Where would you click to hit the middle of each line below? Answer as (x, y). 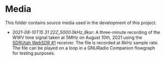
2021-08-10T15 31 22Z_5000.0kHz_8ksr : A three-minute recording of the (86, 32)
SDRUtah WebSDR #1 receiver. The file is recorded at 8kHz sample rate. (85, 42)
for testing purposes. (34, 53)
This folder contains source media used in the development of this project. (81, 23)
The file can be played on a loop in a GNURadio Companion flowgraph (84, 48)
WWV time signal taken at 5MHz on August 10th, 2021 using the (77, 37)
